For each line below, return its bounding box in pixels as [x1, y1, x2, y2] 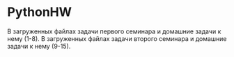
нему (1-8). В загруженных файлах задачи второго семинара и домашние [7, 34, 228, 42]
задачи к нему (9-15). [7, 42, 71, 50]
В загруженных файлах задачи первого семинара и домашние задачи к [7, 27, 221, 35]
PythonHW [7, 4, 72, 20]
